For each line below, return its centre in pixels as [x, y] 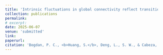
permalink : [16, 18]
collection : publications [31, 14]
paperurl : [15, 41]
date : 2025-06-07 [23, 27]
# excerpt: [16, 23]
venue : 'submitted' [25, 32]
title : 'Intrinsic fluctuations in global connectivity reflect [71, 9]
